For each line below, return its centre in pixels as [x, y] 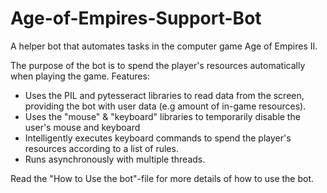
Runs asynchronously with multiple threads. [115, 159]
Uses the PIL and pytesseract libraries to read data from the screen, [164, 95]
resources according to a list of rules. [101, 148]
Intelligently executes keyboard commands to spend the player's [158, 138]
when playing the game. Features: [80, 76]
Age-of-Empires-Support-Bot [136, 18]
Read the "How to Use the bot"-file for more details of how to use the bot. [162, 178]
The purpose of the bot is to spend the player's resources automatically [158, 65]
